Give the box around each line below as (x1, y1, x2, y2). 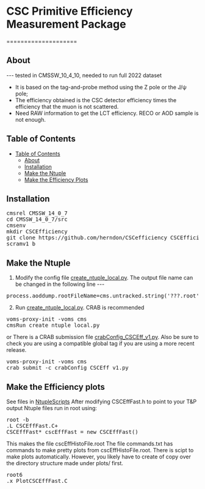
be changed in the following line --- (15, 280, 105, 288)
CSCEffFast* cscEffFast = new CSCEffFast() (6, 428, 138, 435)
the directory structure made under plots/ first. (6, 460, 124, 466)
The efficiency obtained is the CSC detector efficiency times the (15, 96, 177, 103)
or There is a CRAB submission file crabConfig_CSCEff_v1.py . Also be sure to (6, 334, 200, 341)
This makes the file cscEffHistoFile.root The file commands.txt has (6, 440, 173, 447)
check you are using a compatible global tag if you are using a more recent (6, 340, 195, 347)
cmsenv (6, 222, 26, 229)
